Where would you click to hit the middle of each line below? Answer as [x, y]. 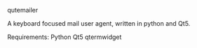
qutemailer [23, 10]
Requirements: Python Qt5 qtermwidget [64, 37]
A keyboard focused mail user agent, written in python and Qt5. [99, 23]
